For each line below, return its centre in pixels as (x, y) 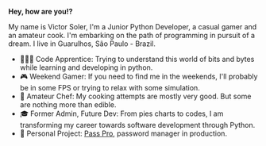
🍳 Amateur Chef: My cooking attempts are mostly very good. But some (135, 96)
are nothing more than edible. (68, 105)
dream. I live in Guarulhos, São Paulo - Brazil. (82, 44)
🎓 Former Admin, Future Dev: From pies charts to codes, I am (121, 113)
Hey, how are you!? (40, 12)
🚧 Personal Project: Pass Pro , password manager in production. (123, 133)
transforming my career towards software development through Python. (137, 125)
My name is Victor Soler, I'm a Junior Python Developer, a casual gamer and (133, 27)
